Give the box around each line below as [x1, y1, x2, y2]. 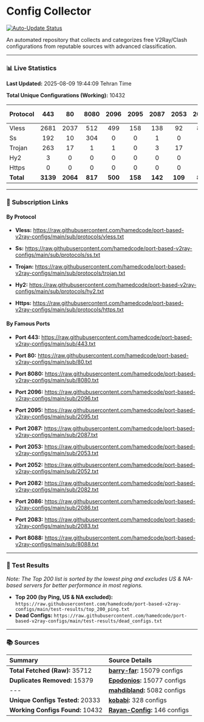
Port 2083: [15, 515, 44, 523]
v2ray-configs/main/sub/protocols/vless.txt [15, 233, 124, 241]
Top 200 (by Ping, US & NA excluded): [15, 593, 114, 600]
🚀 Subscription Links [6, 198, 69, 207]
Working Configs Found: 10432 [9, 706, 103, 715]
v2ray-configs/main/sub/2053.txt [15, 449, 99, 456]
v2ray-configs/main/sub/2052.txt [15, 467, 99, 475]
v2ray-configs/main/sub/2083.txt [15, 522, 99, 529]
